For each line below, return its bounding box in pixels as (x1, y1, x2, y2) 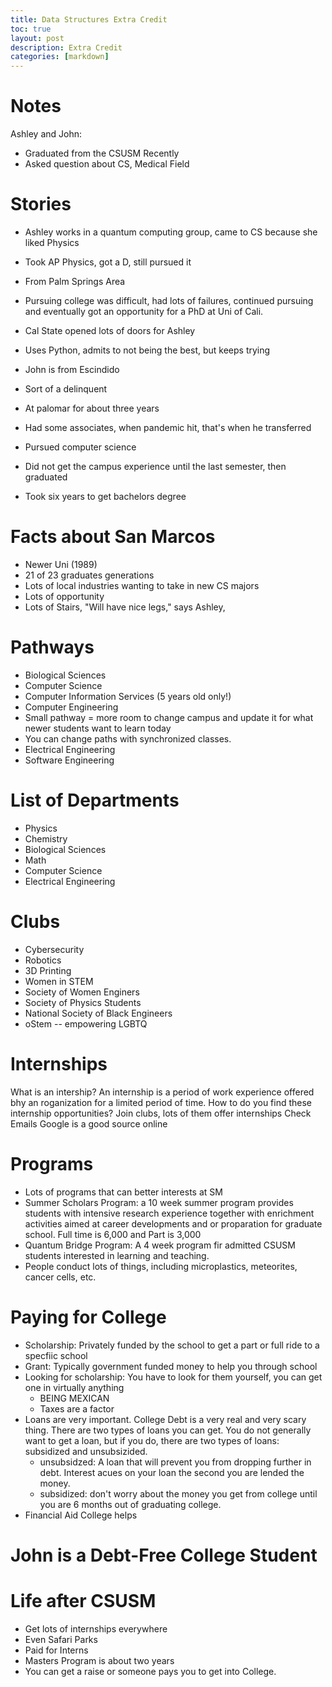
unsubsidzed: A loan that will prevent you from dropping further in (39, 1456, 312, 1468)
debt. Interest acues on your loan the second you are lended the (39, 1466, 305, 1478)
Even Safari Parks (24, 1633, 98, 1645)
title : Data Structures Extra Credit (10, 14, 168, 25)
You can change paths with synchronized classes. (24, 732, 232, 745)
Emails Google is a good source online (10, 1117, 168, 1130)
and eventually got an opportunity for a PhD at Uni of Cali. (24, 306, 264, 317)
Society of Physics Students (24, 996, 142, 1008)
